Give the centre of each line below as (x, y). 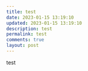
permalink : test (27, 34)
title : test (21, 12)
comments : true (25, 40)
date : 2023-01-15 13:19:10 (40, 17)
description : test (29, 29)
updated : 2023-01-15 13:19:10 (44, 23)
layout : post (23, 46)
